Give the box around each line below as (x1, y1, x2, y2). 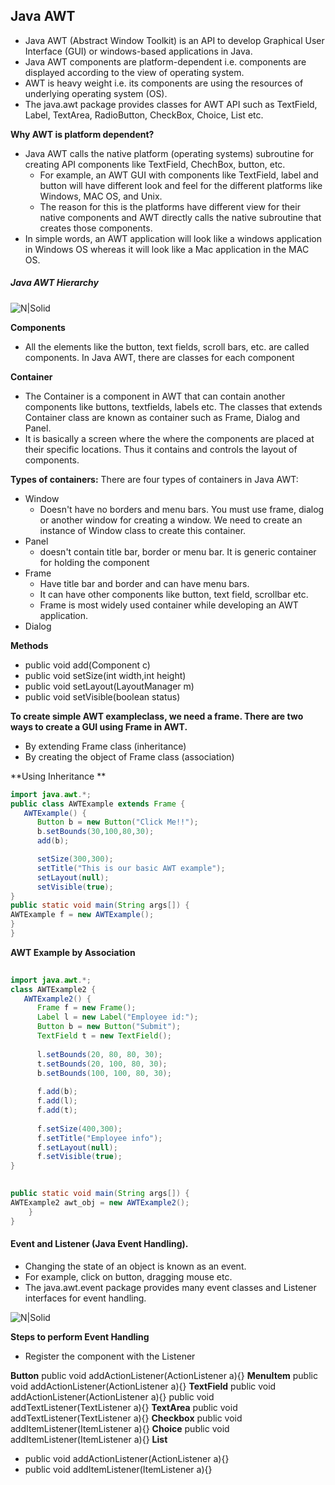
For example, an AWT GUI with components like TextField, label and (39, 169, 319, 181)
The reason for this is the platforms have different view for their (39, 200, 301, 213)
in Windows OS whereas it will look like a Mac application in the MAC (24, 243, 310, 255)
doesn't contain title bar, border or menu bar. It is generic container (39, 545, 317, 558)
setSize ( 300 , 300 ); (36, 854, 114, 864)
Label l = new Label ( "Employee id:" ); (36, 1012, 199, 1023)
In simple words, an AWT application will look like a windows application (24, 232, 322, 244)
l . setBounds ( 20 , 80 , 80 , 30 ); (36, 1049, 163, 1059)
